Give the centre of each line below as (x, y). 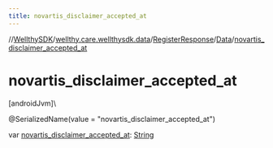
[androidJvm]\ (32, 103)
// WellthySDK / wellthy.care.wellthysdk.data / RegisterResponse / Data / (121, 39)
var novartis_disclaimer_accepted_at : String (81, 134)
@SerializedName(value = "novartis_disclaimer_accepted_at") (112, 119)
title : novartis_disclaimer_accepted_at (78, 16)
